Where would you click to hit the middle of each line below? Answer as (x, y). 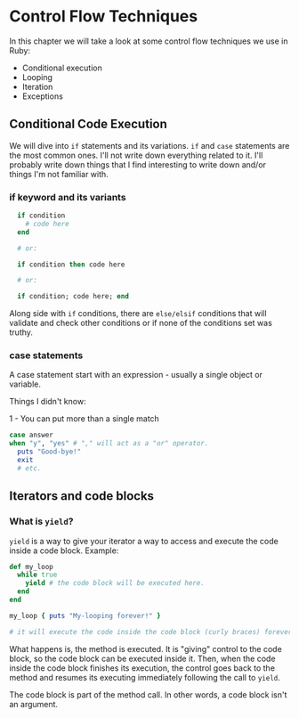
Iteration (37, 86)
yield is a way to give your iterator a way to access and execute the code (144, 541)
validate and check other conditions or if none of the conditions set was (141, 323)
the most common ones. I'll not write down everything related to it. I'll (136, 155)
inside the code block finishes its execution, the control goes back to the (142, 668)
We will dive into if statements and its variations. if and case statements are (149, 145)
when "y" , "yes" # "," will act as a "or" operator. (109, 444)
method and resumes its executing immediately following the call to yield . (145, 677)
